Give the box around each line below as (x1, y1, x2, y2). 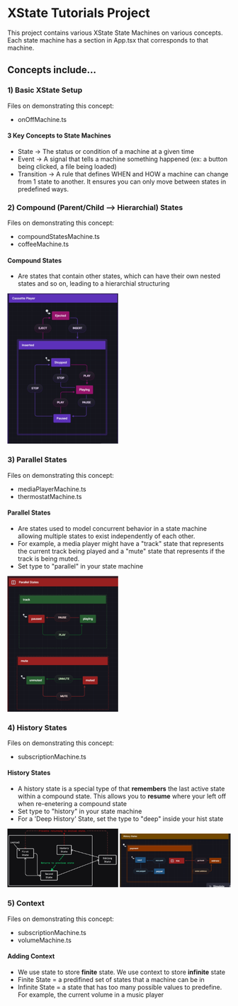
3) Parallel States (7, 455, 67, 465)
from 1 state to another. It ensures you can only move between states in (17, 177, 227, 186)
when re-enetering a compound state (17, 800, 127, 808)
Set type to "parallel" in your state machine (17, 561, 144, 570)
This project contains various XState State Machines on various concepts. (7, 28, 223, 37)
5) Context (7, 898, 45, 908)
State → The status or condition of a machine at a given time (17, 147, 195, 155)
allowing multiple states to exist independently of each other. (17, 532, 195, 540)
